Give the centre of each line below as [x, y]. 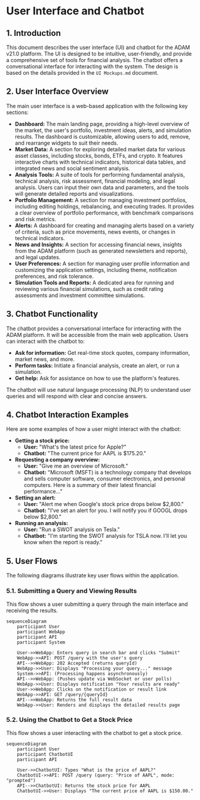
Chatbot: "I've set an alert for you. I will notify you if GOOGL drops [106, 511]
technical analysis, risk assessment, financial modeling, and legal [95, 181]
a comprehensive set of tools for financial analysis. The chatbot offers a [95, 60]
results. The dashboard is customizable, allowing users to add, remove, [102, 136]
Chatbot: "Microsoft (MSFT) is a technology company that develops [107, 473]
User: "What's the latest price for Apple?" [75, 447]
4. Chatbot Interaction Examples [67, 415]
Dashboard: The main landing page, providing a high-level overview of [102, 124]
